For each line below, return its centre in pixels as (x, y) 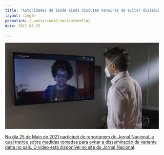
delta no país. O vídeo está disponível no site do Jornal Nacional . (70, 147)
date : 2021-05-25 (23, 26)
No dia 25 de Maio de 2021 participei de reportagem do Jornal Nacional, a (80, 137)
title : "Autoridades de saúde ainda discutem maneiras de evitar (73, 10)
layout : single (20, 15)
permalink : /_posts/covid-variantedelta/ (48, 21)
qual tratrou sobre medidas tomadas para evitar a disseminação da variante (81, 142)
